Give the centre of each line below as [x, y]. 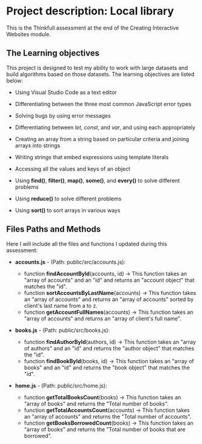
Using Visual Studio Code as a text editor [66, 92]
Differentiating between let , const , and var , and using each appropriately [105, 127]
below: [14, 80]
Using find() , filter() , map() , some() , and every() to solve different [97, 180]
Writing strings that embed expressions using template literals [92, 157]
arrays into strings [37, 145]
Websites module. [29, 34]
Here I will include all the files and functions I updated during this [87, 244]
